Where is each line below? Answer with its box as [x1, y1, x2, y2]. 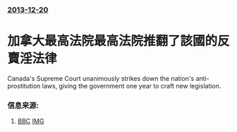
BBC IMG [17, 117, 44, 126]
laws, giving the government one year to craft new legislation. [42, 81, 221, 90]
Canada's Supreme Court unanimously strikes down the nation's [7, 74, 195, 82]
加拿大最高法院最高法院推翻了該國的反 [7, 33, 231, 49]
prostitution [7, 81, 41, 90]
